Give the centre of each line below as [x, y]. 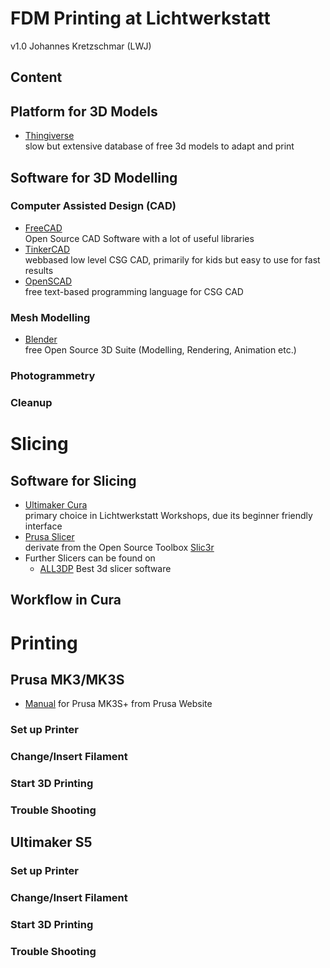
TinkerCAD [47, 249]
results [39, 270]
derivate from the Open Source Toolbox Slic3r [119, 547]
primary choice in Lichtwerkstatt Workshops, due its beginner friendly [168, 515]
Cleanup [31, 402]
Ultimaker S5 [51, 842]
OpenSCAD [48, 281]
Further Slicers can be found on [90, 558]
